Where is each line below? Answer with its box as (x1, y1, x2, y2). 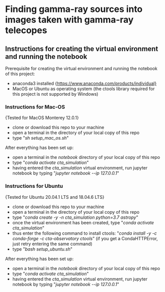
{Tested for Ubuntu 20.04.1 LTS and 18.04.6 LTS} (5, 194, 104, 200)
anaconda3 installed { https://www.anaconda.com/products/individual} (12, 81, 157, 86)
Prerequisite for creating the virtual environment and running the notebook (5, 66, 158, 71)
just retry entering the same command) (12, 241, 93, 247)
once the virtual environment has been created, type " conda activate (12, 219, 154, 225)
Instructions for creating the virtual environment (5, 44, 158, 53)
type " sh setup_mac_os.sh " (12, 135, 69, 141)
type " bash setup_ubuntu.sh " (12, 246, 73, 252)
